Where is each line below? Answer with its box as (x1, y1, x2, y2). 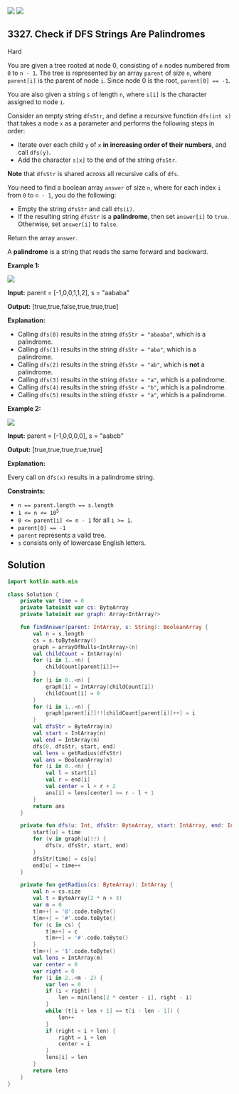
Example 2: (7, 404, 41, 413)
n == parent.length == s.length (17, 501, 114, 509)
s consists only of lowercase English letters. (17, 538, 147, 547)
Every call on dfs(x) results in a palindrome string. (7, 473, 155, 481)
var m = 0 (33, 901, 62, 909)
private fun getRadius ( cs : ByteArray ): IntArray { (20, 881, 174, 889)
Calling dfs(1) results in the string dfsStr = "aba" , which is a (17, 344, 197, 353)
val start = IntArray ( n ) (33, 730, 107, 737)
